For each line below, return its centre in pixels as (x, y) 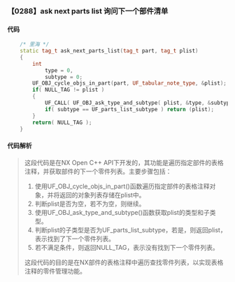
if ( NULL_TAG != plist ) (69, 90)
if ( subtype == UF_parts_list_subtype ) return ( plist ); (129, 109)
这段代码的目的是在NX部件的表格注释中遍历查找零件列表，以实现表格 (124, 262)
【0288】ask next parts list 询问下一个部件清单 (88, 10)
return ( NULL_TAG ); (62, 122)
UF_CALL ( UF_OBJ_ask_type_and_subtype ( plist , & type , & (128, 103)
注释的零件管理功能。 (55, 271)
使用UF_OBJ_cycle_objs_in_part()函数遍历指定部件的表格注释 (122, 186)
